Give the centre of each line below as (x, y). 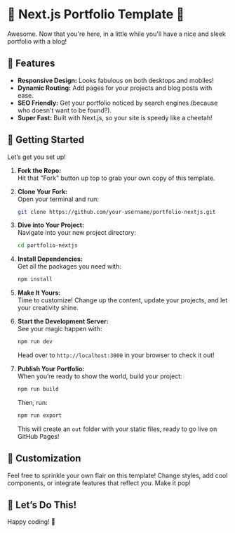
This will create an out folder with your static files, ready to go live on (117, 429)
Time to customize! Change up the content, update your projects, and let (122, 300)
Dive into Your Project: (51, 225)
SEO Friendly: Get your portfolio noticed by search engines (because (117, 103)
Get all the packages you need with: (69, 266)
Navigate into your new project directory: (77, 233)
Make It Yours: (39, 293)
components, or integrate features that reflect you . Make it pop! (99, 483)
